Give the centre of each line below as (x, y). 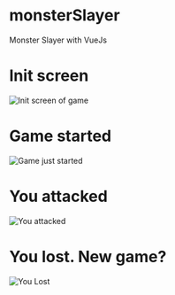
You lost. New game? (88, 256)
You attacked (58, 197)
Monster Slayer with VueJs (58, 40)
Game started (61, 136)
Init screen (49, 76)
